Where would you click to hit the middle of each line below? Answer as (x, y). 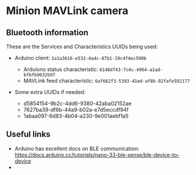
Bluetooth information (47, 33)
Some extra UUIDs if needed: (50, 92)
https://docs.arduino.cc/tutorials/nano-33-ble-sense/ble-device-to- (97, 154)
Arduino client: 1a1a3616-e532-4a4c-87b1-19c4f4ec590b (80, 58)
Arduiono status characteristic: (61, 69)
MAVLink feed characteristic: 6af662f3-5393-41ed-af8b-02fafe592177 (107, 81)
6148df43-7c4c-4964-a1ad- (131, 70)
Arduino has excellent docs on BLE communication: (77, 149)
